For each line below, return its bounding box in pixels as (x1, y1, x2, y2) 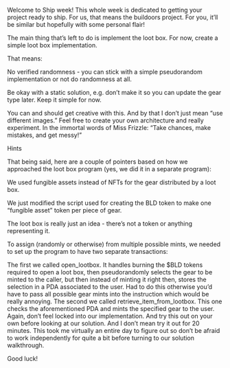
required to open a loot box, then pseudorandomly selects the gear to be (7, 268, 213, 276)
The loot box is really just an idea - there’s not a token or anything (7, 219, 193, 228)
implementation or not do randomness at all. (7, 75, 133, 83)
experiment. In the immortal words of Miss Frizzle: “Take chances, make (7, 124, 211, 131)
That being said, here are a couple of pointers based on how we (7, 158, 188, 166)
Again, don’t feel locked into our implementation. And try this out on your (7, 312, 213, 320)
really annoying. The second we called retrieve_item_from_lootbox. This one (7, 297, 222, 305)
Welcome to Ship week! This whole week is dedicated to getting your (7, 6, 203, 14)
